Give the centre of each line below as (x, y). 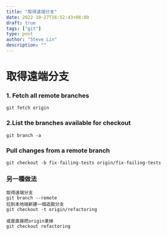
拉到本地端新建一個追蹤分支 (35, 205)
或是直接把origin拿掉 (30, 221)
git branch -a (24, 135)
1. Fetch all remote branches (48, 95)
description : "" (26, 45)
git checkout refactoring (38, 227)
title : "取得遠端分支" (32, 12)
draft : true (21, 23)
